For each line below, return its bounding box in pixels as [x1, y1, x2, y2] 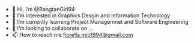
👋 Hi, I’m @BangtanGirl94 [11, 6, 75, 12]
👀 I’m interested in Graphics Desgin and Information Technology [11, 12, 171, 19]
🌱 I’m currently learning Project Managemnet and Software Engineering [11, 18, 189, 25]
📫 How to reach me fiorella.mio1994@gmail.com [11, 32, 133, 38]
